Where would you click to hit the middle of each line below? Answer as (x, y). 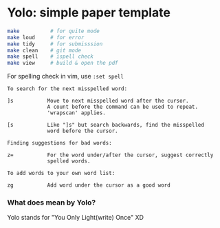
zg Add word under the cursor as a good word (89, 185)
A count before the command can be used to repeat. (122, 107)
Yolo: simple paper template (89, 13)
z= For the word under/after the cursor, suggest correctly (110, 155)
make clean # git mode (44, 50)
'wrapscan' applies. (77, 113)
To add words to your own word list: (61, 174)
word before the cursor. (82, 131)
